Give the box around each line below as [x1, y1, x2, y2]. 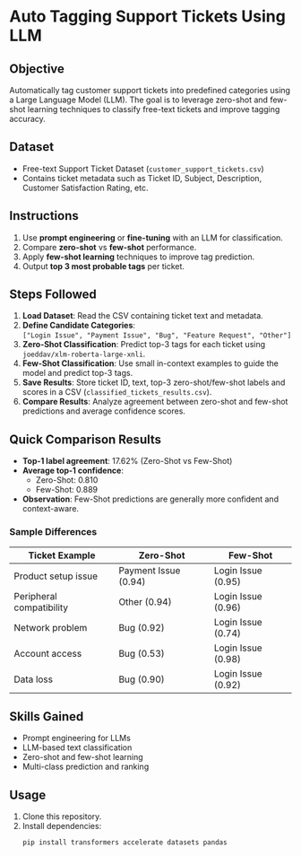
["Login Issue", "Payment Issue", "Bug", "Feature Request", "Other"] [21, 331, 292, 340]
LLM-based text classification [21, 742, 133, 753]
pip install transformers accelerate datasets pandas [21, 838, 228, 847]
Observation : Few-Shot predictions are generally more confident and [21, 494, 279, 504]
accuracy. [9, 114, 47, 124]
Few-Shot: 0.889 [35, 485, 99, 495]
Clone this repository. [21, 811, 102, 822]
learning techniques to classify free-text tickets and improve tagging [27, 104, 280, 114]
